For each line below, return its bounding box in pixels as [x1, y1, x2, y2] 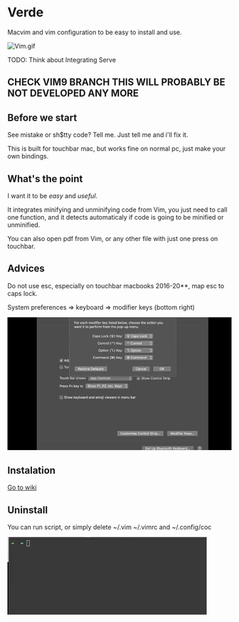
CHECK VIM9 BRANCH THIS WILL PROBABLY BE [7, 76, 225, 88]
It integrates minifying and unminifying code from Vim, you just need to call [7, 205, 228, 214]
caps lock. [7, 289, 38, 297]
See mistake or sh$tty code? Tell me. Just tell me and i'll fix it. [7, 131, 188, 139]
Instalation [7, 464, 55, 476]
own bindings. [7, 152, 49, 160]
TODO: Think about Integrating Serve [7, 55, 116, 64]
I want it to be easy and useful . [7, 191, 98, 200]
